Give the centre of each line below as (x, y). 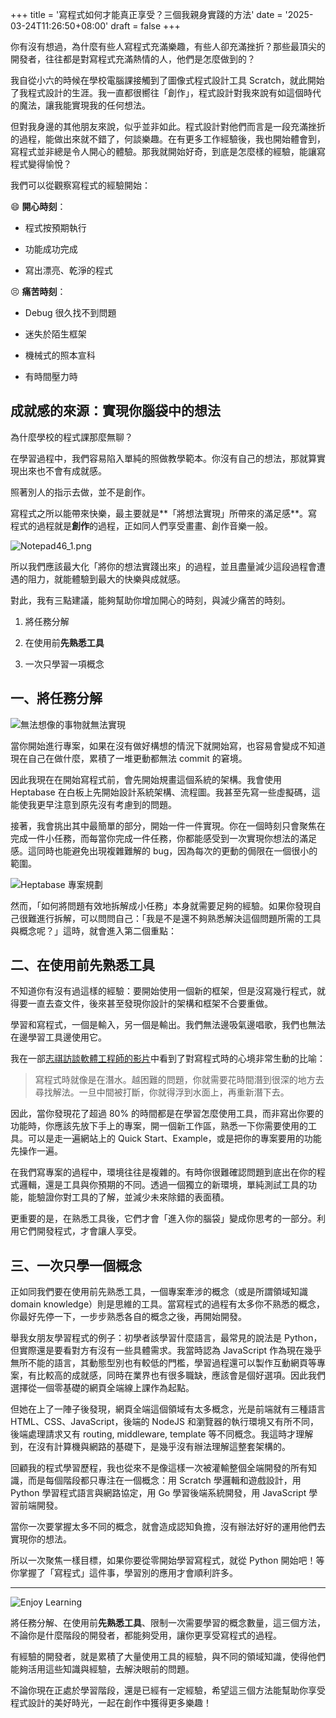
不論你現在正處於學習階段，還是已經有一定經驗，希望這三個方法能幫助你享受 (168, 1690)
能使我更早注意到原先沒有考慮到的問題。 (93, 804)
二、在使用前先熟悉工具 (82, 965)
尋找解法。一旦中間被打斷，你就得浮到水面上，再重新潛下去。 (162, 1092)
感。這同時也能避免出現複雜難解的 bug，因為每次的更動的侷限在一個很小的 (164, 850)
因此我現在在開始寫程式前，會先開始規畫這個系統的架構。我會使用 (146, 779)
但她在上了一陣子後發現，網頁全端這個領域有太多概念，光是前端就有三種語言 (168, 1409)
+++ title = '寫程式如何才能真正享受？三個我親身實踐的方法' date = (146, 14)
